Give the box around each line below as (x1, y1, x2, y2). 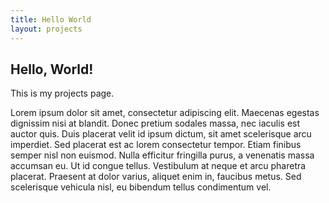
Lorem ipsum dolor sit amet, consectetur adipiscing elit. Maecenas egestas (10, 107, 320, 119)
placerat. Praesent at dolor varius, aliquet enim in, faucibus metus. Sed (10, 171, 302, 183)
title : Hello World (10, 14, 92, 25)
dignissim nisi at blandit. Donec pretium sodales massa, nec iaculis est (10, 117, 301, 130)
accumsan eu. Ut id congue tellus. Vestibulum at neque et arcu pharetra (10, 160, 307, 172)
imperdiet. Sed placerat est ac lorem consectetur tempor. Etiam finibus (10, 139, 302, 151)
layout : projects (10, 24, 83, 34)
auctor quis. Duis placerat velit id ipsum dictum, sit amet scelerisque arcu (10, 128, 312, 140)
